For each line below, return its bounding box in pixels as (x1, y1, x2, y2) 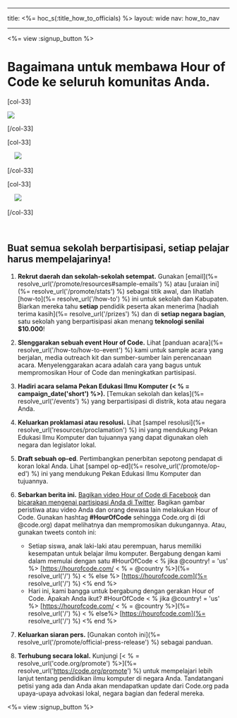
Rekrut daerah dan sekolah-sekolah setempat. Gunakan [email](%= (17, 272, 219, 280)
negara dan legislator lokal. (17, 441, 97, 449)
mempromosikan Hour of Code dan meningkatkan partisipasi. (17, 368, 197, 376)
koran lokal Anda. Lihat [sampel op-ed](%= (17, 462, 143, 470)
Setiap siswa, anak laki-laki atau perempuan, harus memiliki (28, 542, 202, 550)
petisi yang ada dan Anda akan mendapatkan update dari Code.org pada (17, 681, 229, 690)
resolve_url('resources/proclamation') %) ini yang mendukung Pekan (17, 425, 218, 434)
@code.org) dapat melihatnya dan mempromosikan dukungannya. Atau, (17, 520, 227, 529)
